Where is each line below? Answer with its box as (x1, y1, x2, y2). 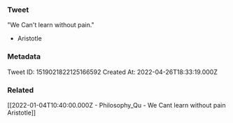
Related (7, 85, 34, 95)
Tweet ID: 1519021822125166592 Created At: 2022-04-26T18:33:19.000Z (7, 68, 218, 76)
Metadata (7, 52, 41, 61)
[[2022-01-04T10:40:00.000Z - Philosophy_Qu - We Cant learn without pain (7, 101, 226, 109)
